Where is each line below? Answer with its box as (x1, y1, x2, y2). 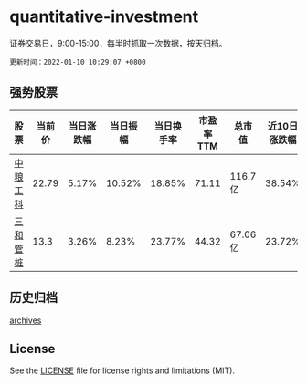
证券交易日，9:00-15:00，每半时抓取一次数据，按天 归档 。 (9, 37, 228, 48)
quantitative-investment (9, 6, 199, 27)
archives (9, 315, 42, 326)
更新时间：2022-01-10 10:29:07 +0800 (9, 57, 146, 67)
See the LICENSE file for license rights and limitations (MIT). (9, 365, 236, 376)
